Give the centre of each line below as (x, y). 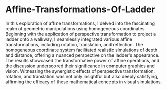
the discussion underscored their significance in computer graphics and (80, 66)
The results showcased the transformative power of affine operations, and (82, 60)
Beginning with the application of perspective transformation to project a (81, 34)
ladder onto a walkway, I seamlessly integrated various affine (69, 39)
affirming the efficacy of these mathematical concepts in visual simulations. (84, 82)
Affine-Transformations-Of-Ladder (80, 9)
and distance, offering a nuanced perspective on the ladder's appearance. (82, 55)
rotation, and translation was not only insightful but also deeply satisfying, (82, 76)
